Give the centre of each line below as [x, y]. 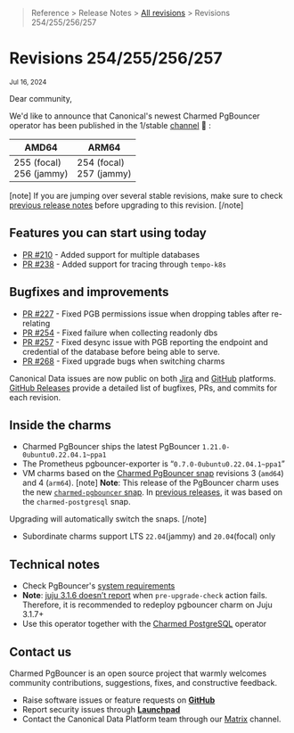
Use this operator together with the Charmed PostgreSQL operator [144, 624]
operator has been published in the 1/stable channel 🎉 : [110, 125]
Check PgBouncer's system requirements [98, 586]
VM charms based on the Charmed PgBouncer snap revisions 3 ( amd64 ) [153, 474]
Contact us [41, 651]
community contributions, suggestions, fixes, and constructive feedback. [143, 683]
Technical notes [55, 564]
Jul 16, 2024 [28, 82]
